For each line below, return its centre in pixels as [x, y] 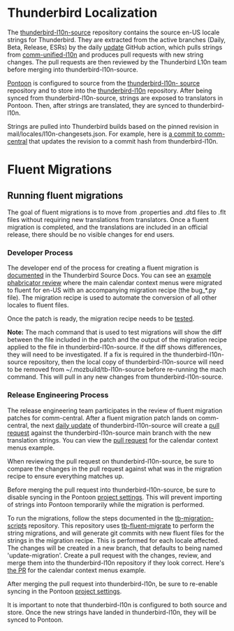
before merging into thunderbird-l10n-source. [73, 69]
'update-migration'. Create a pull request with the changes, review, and [109, 555]
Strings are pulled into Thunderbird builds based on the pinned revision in [113, 126]
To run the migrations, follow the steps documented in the [90, 518]
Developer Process [40, 252]
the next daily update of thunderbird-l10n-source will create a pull [125, 425]
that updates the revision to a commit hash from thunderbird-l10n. [124, 141]
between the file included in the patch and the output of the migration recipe [117, 340]
